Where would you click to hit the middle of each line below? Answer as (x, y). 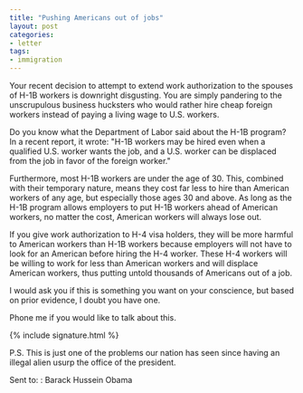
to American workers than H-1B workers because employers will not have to (151, 244)
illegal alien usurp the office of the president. (93, 362)
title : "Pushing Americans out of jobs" (87, 18)
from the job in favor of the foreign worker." (90, 161)
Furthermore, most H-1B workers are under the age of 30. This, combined (147, 178)
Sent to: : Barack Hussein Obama (71, 380)
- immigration (36, 60)
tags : (19, 52)
